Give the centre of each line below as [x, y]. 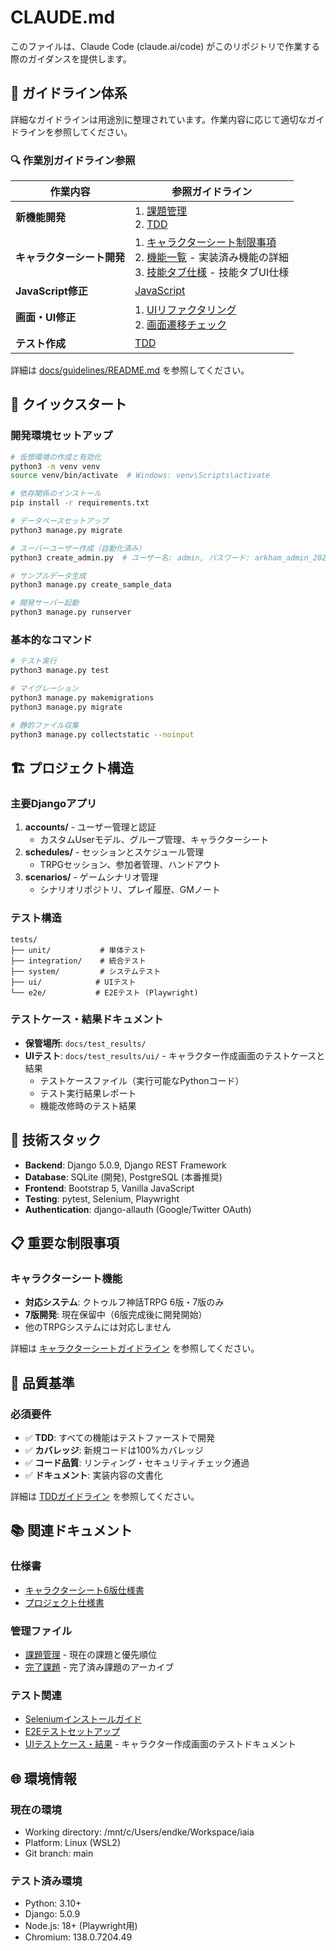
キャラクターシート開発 [70, 258]
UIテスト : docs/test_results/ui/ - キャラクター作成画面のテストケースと [175, 1055]
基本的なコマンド [51, 640]
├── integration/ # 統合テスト [78, 961]
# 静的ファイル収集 [45, 725]
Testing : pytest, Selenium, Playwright [102, 1198]
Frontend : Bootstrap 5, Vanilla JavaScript [109, 1188]
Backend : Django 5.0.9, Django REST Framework [125, 1165]
